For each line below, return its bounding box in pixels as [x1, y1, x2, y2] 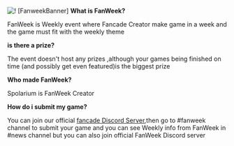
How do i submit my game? [7, 103, 87, 111]
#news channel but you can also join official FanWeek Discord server [7, 131, 206, 139]
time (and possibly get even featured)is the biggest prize [7, 62, 170, 70]
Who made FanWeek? [7, 75, 72, 84]
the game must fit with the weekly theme [7, 28, 124, 36]
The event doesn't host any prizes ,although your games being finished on [7, 54, 221, 63]
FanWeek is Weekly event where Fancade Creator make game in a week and [7, 20, 227, 28]
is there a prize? [7, 41, 54, 49]
